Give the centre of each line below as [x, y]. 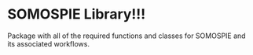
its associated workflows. [48, 43]
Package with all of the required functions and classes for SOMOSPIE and [126, 36]
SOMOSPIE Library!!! [77, 14]
